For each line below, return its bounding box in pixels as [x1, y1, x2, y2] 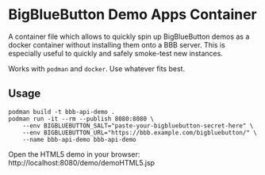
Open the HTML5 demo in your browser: [8, 149, 140, 159]
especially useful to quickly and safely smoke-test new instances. [8, 48, 224, 58]
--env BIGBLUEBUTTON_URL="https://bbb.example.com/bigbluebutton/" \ [22, 128, 258, 136]
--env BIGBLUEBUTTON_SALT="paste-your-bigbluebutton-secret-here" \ [22, 121, 254, 130]
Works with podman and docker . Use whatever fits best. [8, 63, 185, 73]
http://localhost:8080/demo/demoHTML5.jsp [8, 158, 156, 167]
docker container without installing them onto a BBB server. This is [8, 40, 226, 49]
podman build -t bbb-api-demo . [8, 108, 115, 116]
